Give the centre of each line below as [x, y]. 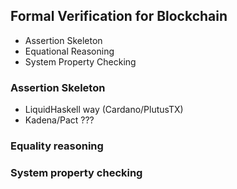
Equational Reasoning [69, 51]
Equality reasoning [57, 146]
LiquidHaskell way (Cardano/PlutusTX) [104, 110]
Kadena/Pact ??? [59, 120]
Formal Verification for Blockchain [119, 16]
